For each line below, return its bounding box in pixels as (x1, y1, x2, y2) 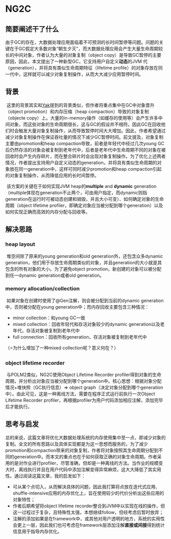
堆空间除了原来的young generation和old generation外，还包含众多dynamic (6, 253, 163, 259)
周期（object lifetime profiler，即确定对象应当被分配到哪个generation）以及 (5, 202, 163, 208)
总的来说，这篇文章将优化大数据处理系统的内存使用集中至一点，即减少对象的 (5, 434, 166, 440)
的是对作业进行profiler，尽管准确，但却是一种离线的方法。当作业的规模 (9, 460, 159, 466)
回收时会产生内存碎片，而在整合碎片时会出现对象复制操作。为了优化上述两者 (5, 153, 166, 159)
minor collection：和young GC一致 (12, 315, 85, 321)
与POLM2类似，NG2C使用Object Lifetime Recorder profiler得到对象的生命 (6, 371, 162, 378)
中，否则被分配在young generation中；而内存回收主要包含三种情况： (5, 303, 150, 310)
